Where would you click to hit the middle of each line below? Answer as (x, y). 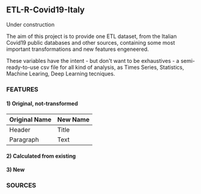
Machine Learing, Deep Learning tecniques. (61, 73)
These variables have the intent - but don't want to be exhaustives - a (93, 60)
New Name (73, 119)
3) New (16, 170)
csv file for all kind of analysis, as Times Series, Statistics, (112, 67)
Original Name (30, 119)
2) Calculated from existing (41, 156)
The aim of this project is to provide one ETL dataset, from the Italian (91, 36)
